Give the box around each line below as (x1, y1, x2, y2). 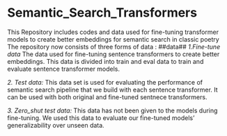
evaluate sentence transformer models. (7, 65, 120, 73)
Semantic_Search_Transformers (7, 5, 197, 21)
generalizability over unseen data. (7, 121, 104, 129)
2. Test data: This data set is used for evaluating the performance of (7, 78, 203, 86)
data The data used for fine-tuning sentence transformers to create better (7, 50, 220, 58)
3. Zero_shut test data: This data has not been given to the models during (7, 106, 218, 114)
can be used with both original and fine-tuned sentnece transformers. (7, 92, 208, 101)
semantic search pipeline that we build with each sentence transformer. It (7, 85, 218, 94)
